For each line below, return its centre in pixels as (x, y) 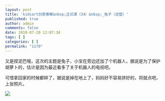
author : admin (20, 23)
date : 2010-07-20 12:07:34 (33, 33)
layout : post (18, 10)
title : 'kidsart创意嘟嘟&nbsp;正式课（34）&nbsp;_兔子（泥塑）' (67, 14)
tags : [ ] (15, 37)
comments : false (22, 28)
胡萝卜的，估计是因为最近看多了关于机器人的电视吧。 (59, 67)
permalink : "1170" (24, 46)
